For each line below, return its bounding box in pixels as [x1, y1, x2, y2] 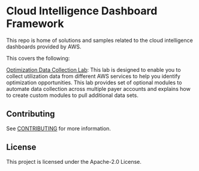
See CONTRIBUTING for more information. [6, 124, 111, 132]
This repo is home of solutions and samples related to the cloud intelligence [6, 36, 193, 44]
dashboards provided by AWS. [6, 43, 82, 50]
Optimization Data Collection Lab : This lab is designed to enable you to [6, 66, 181, 73]
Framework [6, 17, 64, 30]
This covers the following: [6, 54, 70, 62]
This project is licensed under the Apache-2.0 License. [6, 158, 142, 165]
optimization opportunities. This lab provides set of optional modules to [6, 79, 182, 86]
